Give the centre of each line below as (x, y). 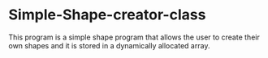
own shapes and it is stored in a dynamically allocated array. (109, 45)
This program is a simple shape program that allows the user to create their (134, 37)
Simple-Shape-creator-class (107, 15)
